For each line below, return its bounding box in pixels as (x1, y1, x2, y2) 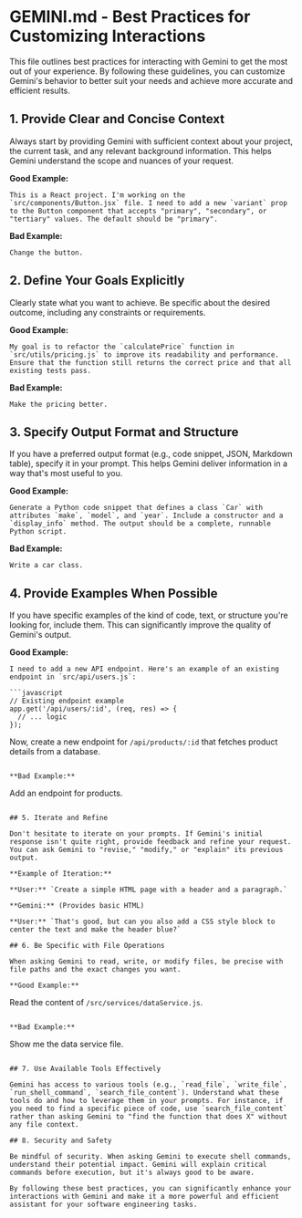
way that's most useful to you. (9, 468, 123, 479)
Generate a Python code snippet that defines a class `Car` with (9, 504, 263, 513)
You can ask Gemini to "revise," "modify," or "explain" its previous (9, 846, 284, 855)
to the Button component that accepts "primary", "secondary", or (9, 206, 267, 215)
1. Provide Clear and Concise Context (9, 111, 225, 127)
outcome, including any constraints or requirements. (9, 307, 206, 318)
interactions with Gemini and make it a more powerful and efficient (9, 1192, 280, 1202)
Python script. (9, 527, 68, 536)
